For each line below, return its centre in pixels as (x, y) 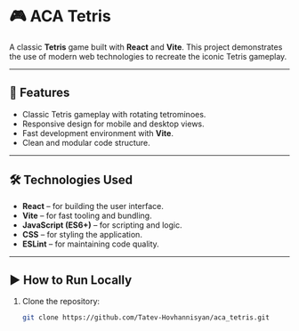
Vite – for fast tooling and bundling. (87, 215)
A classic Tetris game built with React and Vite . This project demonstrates (146, 47)
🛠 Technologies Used (71, 180)
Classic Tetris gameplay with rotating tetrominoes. (114, 114)
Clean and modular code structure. (86, 142)
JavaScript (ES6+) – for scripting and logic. (102, 225)
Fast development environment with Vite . (97, 133)
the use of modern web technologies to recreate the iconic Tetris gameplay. (148, 56)
